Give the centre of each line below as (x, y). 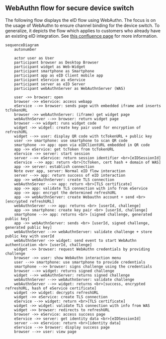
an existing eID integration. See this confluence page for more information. (82, 36)
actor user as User (34, 58)
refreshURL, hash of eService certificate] (51, 288)
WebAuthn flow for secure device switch (70, 8)
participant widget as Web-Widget (50, 67)
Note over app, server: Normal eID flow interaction (70, 171)
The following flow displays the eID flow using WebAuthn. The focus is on (81, 20)
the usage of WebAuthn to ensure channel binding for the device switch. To (83, 25)
